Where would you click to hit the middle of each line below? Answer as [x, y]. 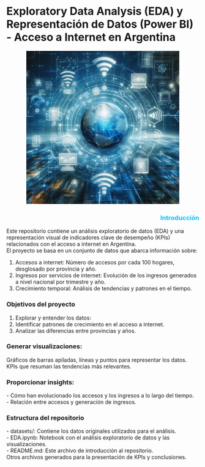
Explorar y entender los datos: [53, 318]
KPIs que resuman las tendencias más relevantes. [69, 366]
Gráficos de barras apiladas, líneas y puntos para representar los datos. [97, 360]
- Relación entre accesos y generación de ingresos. [71, 402]
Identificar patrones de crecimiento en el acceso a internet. [90, 324]
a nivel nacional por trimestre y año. [60, 282]
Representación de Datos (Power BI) [100, 24]
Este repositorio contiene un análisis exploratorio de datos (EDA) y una [95, 231]
